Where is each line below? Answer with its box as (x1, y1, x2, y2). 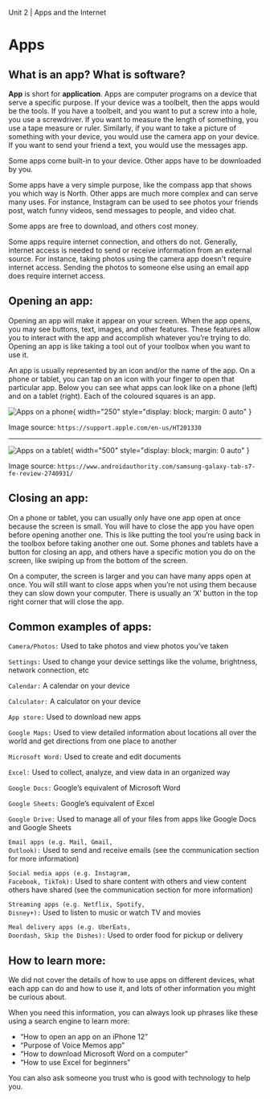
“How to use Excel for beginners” (19, 1058, 131, 1068)
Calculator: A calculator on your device (8, 697, 141, 706)
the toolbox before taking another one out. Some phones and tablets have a (8, 538, 259, 548)
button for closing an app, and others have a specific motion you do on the (8, 547, 256, 557)
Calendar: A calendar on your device (8, 681, 130, 691)
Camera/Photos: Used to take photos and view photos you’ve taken (8, 641, 229, 651)
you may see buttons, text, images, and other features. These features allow (8, 324, 261, 334)
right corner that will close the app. (8, 596, 125, 607)
